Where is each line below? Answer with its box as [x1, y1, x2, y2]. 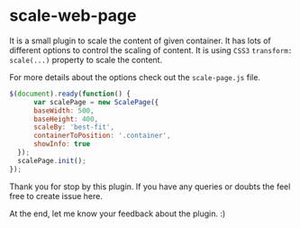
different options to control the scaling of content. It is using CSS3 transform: [9, 44, 293, 55]
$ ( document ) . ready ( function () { [9, 89, 131, 98]
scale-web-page [9, 5, 137, 26]
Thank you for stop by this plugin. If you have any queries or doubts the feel [9, 181, 291, 192]
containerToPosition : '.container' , [32, 132, 171, 141]
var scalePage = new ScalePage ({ [32, 97, 159, 106]
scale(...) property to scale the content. [9, 54, 163, 65]
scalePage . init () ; [17, 156, 87, 165]
